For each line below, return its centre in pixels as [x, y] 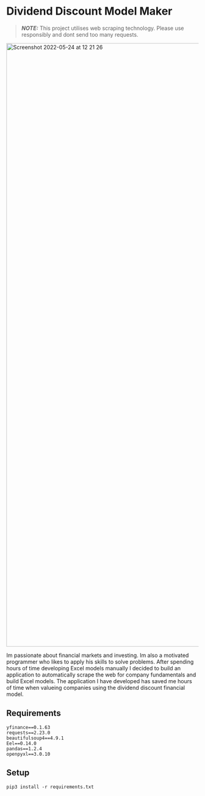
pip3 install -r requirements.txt [50, 787]
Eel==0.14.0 [21, 743]
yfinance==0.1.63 [28, 727]
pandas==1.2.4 [24, 748]
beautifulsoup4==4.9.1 [35, 738]
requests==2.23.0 [28, 733]
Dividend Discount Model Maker [89, 11]
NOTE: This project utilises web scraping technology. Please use [103, 28]
